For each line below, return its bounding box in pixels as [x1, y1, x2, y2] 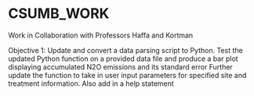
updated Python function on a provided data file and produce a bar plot [8, 54, 238, 63]
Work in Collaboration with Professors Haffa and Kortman [8, 30, 194, 40]
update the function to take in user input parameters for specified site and [8, 70, 247, 80]
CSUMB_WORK [8, 5, 110, 23]
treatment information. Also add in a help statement [8, 79, 174, 88]
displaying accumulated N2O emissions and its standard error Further [8, 62, 233, 71]
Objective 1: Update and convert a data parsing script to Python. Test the [8, 45, 243, 55]
